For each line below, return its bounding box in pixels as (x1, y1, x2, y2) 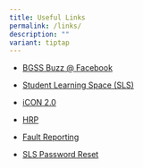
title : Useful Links (9, 13, 87, 22)
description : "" (9, 29, 70, 38)
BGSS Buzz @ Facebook (21, 63, 114, 73)
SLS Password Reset (21, 149, 99, 160)
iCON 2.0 (21, 97, 56, 108)
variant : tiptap (9, 38, 70, 47)
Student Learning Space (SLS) (21, 80, 134, 90)
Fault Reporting (21, 131, 80, 143)
